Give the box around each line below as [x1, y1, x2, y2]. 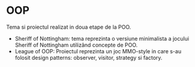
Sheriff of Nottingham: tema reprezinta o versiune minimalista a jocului [14, 35, 190, 42]
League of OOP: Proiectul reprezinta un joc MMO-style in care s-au [14, 47, 182, 54]
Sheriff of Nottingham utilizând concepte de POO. [14, 41, 138, 48]
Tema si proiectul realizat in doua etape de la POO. [6, 23, 131, 31]
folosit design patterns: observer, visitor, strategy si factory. [14, 54, 163, 61]
